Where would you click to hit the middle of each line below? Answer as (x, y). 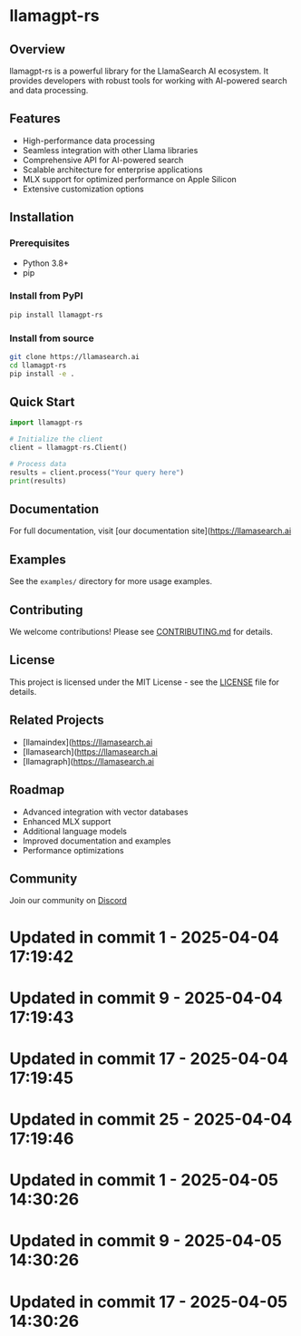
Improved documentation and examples (97, 841)
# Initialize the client (56, 439)
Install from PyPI (46, 296)
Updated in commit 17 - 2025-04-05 (149, 1302)
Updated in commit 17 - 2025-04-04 (149, 1058)
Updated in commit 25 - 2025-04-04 (151, 1120)
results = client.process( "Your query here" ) (97, 473)
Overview (38, 49)
